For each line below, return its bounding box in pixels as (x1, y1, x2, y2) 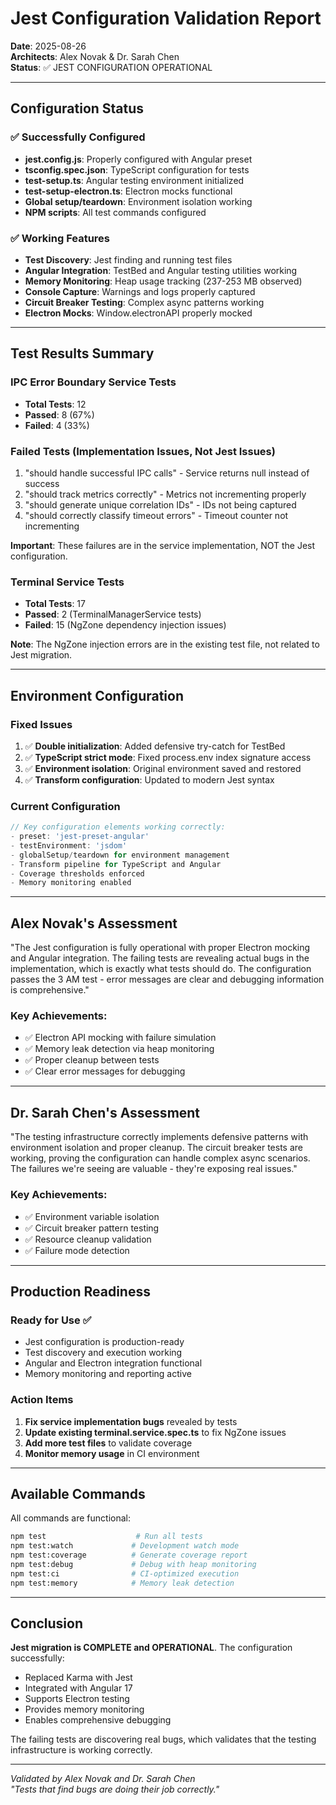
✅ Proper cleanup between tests (24, 1054, 160, 1066)
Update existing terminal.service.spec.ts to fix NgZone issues (24, 1426, 287, 1438)
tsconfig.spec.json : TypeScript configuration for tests (24, 163, 250, 176)
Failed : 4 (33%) (24, 419, 90, 431)
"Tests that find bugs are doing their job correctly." (10, 1783, 220, 1796)
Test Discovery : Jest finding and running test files (24, 253, 233, 266)
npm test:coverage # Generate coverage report (10, 1550, 248, 1561)
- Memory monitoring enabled (10, 878, 132, 888)
